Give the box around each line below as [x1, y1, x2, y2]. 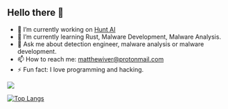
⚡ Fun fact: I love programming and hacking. [17, 65, 144, 73]
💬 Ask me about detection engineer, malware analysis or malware [17, 39, 204, 48]
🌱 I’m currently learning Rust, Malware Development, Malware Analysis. [17, 32, 222, 41]
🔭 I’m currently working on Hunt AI [17, 25, 116, 33]
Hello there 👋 [7, 7, 64, 19]
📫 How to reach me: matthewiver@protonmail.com [17, 54, 164, 63]
